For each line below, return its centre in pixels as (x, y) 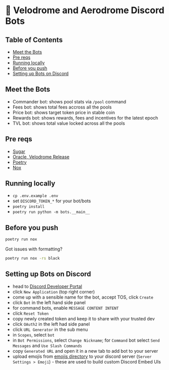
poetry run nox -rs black (32, 258)
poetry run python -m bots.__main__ (51, 212)
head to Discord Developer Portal (47, 286)
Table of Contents (34, 40)
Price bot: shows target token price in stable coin (64, 112)
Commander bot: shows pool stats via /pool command (69, 101)
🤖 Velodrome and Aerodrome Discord (85, 10)
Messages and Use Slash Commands (47, 345)
